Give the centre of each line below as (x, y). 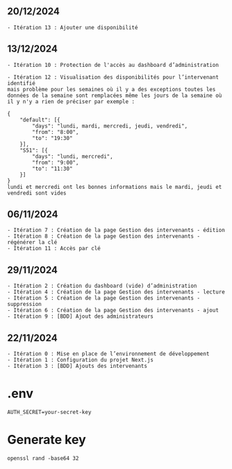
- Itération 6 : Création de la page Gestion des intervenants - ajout (113, 310)
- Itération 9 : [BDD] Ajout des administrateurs (81, 316)
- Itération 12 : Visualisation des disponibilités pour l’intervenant (113, 77)
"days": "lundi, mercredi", (73, 156)
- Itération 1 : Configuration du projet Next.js (81, 360)
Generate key (47, 440)
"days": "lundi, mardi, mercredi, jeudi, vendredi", (110, 126)
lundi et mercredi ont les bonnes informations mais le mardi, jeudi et (115, 187)
